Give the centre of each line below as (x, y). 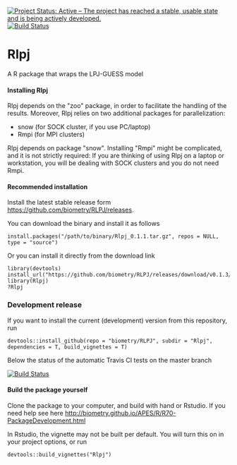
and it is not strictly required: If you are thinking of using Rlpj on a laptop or (116, 156)
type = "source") (33, 243)
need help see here (35, 413)
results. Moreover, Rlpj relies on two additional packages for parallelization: (116, 114)
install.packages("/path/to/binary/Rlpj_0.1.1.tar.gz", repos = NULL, (113, 236)
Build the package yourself (48, 390)
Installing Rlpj (28, 90)
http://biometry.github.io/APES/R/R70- (120, 413)
